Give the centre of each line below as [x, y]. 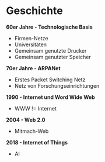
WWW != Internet [36, 108]
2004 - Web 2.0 [26, 120]
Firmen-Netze [31, 38]
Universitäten [31, 44]
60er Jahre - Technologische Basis [49, 27]
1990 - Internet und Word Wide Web [50, 97]
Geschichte [34, 11]
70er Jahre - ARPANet [33, 68]
